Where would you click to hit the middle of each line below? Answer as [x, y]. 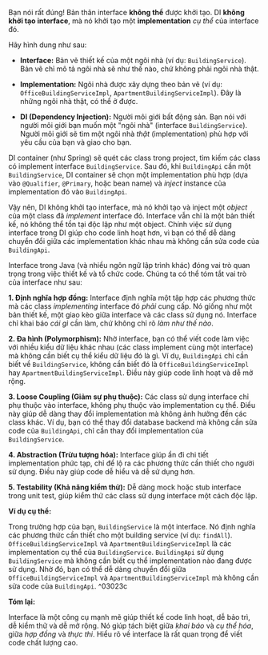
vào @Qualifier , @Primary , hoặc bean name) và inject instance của [117, 183]
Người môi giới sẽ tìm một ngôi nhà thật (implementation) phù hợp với [134, 134]
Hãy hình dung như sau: [48, 45]
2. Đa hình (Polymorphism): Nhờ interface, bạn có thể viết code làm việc [129, 339]
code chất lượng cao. [43, 643]
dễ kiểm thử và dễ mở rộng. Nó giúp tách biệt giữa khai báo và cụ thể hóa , [131, 625]
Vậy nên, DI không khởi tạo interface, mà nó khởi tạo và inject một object [128, 207]
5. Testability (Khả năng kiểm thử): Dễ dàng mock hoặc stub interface [125, 487]
